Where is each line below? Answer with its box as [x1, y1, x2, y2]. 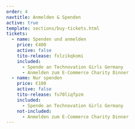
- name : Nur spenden [11, 75, 62, 81]
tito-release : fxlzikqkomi [17, 53, 84, 59]
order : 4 [6, 8, 28, 15]
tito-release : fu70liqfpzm [17, 92, 84, 97]
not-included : [17, 108, 52, 114]
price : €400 [17, 42, 46, 48]
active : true [6, 20, 39, 26]
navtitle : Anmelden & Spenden [6, 14, 81, 20]
